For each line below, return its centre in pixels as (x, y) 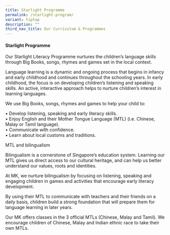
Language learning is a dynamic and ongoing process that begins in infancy (85, 72)
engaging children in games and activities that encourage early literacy (80, 181)
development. (20, 186)
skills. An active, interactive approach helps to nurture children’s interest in (83, 88)
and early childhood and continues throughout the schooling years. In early (84, 78)
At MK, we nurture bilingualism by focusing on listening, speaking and (78, 176)
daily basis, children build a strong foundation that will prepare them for (80, 202)
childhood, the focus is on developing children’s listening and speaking (79, 83)
